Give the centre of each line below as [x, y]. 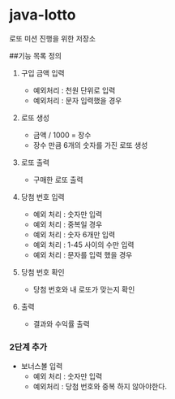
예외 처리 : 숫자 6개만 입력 [74, 234]
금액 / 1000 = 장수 [62, 135]
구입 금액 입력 [43, 73]
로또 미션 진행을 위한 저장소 [53, 38]
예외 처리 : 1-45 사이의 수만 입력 [83, 245]
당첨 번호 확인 [43, 272]
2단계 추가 [28, 347]
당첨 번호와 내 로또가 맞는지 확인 [84, 289]
